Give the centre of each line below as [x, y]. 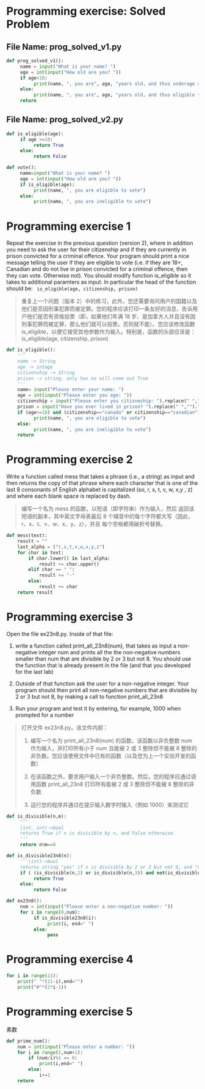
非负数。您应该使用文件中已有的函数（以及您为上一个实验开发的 [110, 756]
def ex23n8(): [24, 901]
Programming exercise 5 [70, 1012]
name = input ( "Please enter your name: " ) [70, 389]
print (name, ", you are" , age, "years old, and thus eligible [114, 95]
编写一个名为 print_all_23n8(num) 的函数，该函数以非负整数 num [111, 740]
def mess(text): [27, 536]
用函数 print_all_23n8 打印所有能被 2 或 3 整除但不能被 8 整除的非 [112, 784]
